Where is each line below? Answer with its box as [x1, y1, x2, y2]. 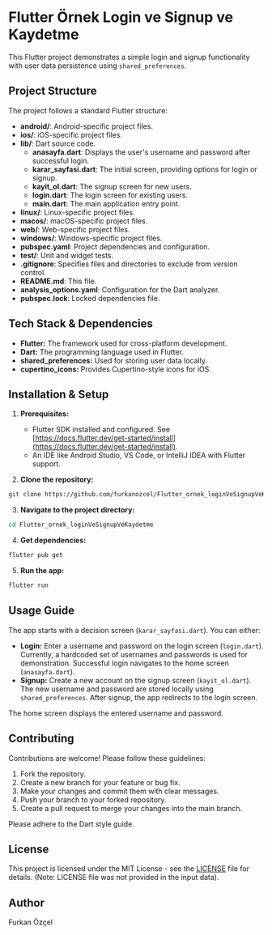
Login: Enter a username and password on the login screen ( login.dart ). [19, 640, 264, 651]
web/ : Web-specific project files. [19, 224, 130, 234]
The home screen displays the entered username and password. [8, 708, 224, 718]
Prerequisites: [19, 409, 70, 419]
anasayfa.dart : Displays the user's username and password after [32, 147, 251, 157]
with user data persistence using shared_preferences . [8, 61, 187, 70]
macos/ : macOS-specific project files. [19, 215, 148, 226]
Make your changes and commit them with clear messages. [19, 786, 220, 796]
